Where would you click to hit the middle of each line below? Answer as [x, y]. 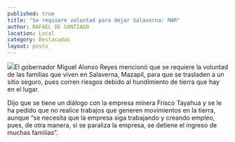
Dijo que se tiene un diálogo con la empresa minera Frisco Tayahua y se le [115, 103]
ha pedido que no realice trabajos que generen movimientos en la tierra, [112, 110]
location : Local [31, 33]
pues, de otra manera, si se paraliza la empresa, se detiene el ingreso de [112, 125]
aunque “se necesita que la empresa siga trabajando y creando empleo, [111, 118]
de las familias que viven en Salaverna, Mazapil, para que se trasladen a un [116, 74]
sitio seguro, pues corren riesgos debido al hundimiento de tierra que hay [113, 82]
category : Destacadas [39, 40]
